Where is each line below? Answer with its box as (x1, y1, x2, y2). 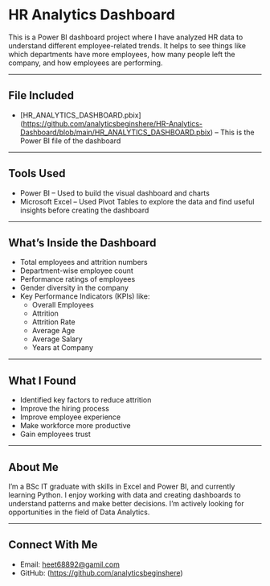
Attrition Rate (31, 317, 76, 327)
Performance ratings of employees (19, 274, 136, 284)
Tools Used (8, 167, 66, 180)
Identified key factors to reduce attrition (19, 395, 152, 405)
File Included (8, 89, 75, 102)
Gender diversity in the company (19, 283, 129, 293)
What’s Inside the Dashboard (8, 236, 157, 250)
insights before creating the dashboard (19, 205, 149, 215)
